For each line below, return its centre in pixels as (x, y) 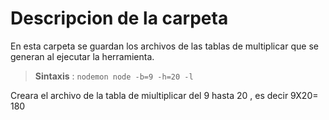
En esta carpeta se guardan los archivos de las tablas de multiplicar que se (164, 46)
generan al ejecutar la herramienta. (82, 56)
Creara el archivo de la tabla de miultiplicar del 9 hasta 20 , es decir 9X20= (164, 95)
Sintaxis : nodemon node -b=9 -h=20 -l (114, 76)
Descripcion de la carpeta (119, 18)
